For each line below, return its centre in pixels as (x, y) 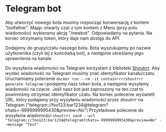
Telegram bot (33, 9)
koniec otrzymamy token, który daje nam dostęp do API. (63, 38)
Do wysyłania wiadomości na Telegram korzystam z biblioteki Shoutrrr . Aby (83, 68)
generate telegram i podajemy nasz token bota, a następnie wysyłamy (77, 84)
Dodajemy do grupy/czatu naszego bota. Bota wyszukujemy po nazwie (78, 48)
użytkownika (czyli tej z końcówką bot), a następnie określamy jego (74, 53)
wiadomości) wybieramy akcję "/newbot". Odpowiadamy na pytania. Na (79, 33)
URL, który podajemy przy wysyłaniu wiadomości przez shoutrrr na (74, 99)
